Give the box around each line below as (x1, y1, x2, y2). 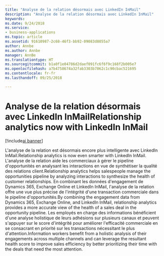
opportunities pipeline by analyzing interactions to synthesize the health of (5, 173, 155, 179)
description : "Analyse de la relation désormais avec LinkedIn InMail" (5, 12, 154, 17)
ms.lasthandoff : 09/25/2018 (5, 75, 62, 80)
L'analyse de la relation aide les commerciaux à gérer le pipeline (5, 158, 134, 163)
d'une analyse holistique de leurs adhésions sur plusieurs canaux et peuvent (5, 215, 159, 221)
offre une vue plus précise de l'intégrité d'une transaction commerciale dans (5, 189, 159, 195)
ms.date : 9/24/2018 (5, 21, 45, 26)
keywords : (5, 16, 25, 21)
